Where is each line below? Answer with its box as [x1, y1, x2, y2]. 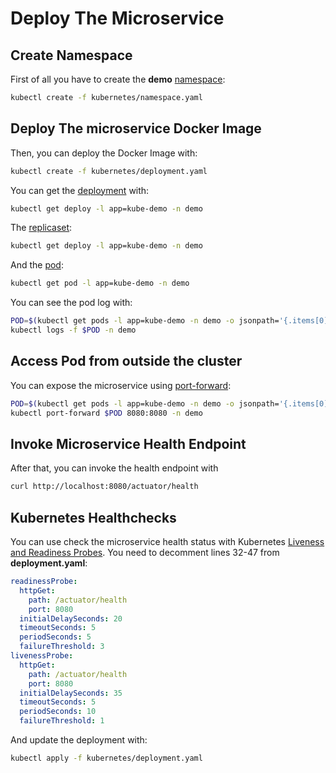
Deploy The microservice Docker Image [10, 120, 262, 137]
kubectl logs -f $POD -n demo [10, 325, 137, 336]
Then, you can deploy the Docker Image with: [10, 147, 198, 159]
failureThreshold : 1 [19, 716, 105, 726]
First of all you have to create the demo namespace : [10, 73, 226, 85]
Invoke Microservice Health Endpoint [10, 435, 247, 452]
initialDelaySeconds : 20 [19, 613, 123, 624]
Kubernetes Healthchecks [10, 509, 177, 526]
